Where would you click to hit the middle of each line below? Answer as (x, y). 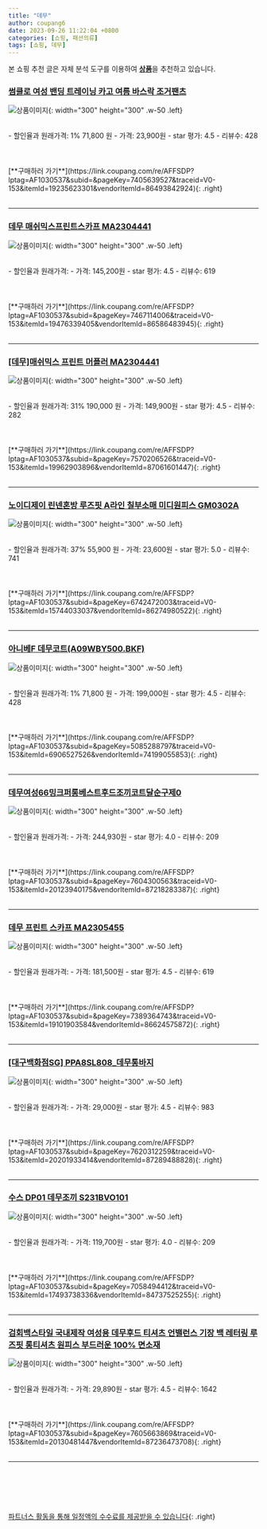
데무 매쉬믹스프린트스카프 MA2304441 (80, 226)
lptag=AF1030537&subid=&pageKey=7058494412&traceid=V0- (112, 1286)
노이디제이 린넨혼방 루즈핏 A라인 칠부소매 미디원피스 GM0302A (124, 505)
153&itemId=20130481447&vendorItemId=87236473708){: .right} (115, 1442)
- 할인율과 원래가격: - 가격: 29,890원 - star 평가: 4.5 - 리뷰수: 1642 (112, 1389)
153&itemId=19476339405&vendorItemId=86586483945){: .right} (116, 323)
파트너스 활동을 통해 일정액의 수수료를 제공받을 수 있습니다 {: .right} (112, 1517)
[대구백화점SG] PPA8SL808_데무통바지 (81, 1063)
